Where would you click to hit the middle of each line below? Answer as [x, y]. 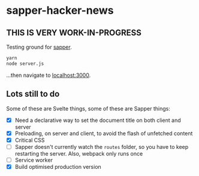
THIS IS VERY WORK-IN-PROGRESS [74, 33]
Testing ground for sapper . [39, 47]
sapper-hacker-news [60, 11]
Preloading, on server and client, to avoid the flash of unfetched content [104, 133]
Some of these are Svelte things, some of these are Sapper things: [88, 108]
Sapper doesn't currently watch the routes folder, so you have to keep [102, 147]
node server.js [25, 64]
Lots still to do [33, 94]
